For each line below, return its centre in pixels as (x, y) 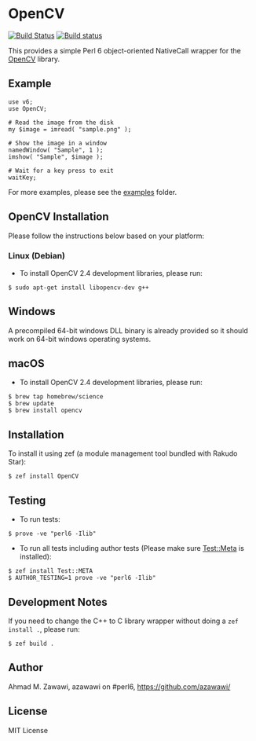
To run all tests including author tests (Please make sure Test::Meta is (132, 548)
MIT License (28, 730)
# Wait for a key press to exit (61, 171)
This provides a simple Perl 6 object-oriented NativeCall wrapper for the (124, 50)
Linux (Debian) (37, 256)
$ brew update (31, 404)
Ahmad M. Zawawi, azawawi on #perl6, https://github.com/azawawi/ (119, 686)
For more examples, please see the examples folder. (93, 192)
